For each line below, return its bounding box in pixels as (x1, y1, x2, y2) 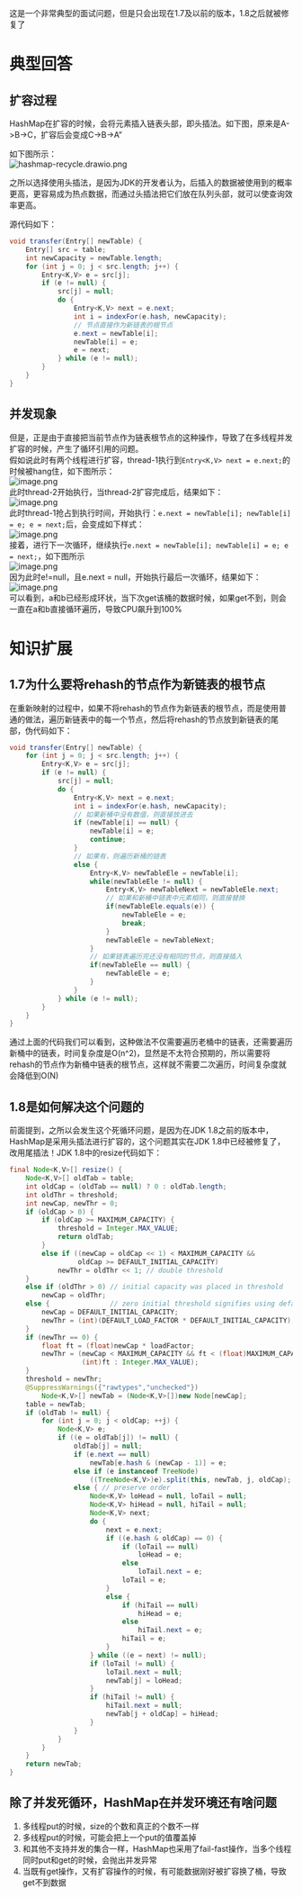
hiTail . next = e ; (138, 1626, 203, 1635)
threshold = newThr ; (25, 1375, 102, 1384)
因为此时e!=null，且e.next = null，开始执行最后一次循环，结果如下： (9, 571, 262, 583)
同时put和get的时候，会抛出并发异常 (22, 1854, 157, 1865)
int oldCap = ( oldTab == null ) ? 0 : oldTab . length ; (25, 1182, 227, 1191)
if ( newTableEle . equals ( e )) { (105, 902, 216, 911)
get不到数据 (22, 1876, 67, 1888)
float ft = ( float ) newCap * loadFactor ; (41, 1341, 195, 1350)
